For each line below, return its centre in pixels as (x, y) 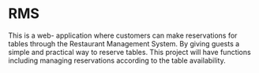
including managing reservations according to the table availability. (117, 60)
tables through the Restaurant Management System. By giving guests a (124, 43)
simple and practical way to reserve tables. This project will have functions (129, 52)
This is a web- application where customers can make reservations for (123, 35)
